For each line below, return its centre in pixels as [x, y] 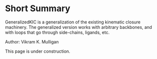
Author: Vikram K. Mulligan [32, 41]
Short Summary [38, 9]
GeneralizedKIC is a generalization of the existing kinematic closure [73, 22]
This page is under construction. [38, 51]
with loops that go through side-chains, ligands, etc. [57, 32]
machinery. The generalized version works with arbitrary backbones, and [78, 27]
